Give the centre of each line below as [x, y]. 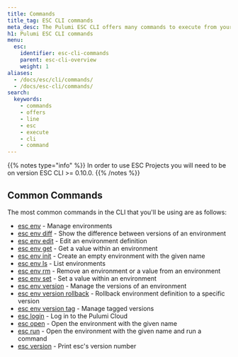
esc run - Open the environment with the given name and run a [109, 331]
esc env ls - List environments [62, 263]
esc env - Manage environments [65, 226]
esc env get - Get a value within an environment [87, 248]
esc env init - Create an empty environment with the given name [111, 256]
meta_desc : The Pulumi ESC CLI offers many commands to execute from [112, 27]
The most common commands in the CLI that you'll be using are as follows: [117, 212]
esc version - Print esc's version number [77, 346]
